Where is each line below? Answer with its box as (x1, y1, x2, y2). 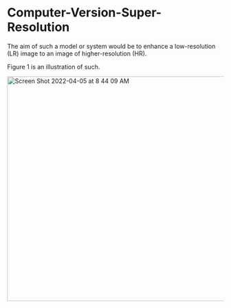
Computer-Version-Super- (7, 5, 162, 21)
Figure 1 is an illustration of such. (7, 62, 100, 71)
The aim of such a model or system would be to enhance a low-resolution (7, 42, 216, 50)
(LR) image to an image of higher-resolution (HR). (7, 49, 147, 58)
